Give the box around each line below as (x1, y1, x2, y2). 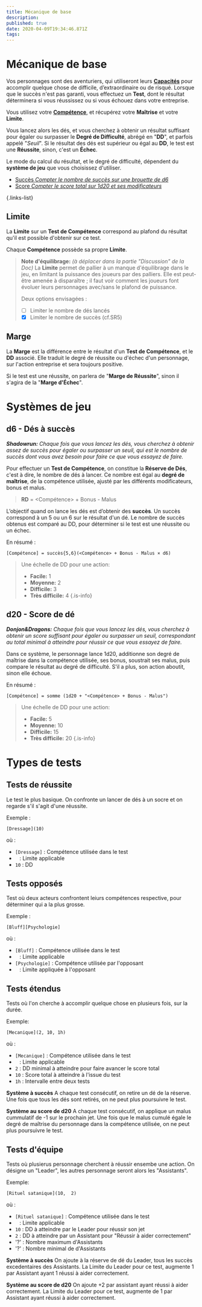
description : (6, 15, 39, 21)
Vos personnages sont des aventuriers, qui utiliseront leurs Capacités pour (6, 78, 193, 85)
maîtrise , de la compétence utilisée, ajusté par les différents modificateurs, (6, 477, 193, 485)
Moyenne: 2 (30, 579, 62, 586)
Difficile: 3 (30, 585, 57, 592)
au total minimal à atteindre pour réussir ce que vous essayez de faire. (6, 638, 182, 646)
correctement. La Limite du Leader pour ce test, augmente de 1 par (6, 1288, 173, 1295)
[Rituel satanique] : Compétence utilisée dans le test (14, 1213, 150, 1220)
